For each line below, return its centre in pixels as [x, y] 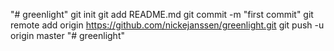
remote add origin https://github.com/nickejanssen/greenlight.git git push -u [167, 25]
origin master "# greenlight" [67, 35]
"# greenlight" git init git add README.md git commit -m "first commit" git [162, 14]
